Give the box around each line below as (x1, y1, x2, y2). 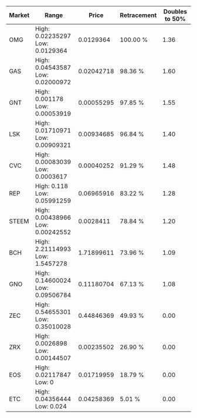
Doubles (163, 8, 188, 15)
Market (9, 11, 30, 19)
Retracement (120, 11, 157, 19)
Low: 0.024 (35, 402, 67, 410)
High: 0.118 (35, 182, 69, 190)
